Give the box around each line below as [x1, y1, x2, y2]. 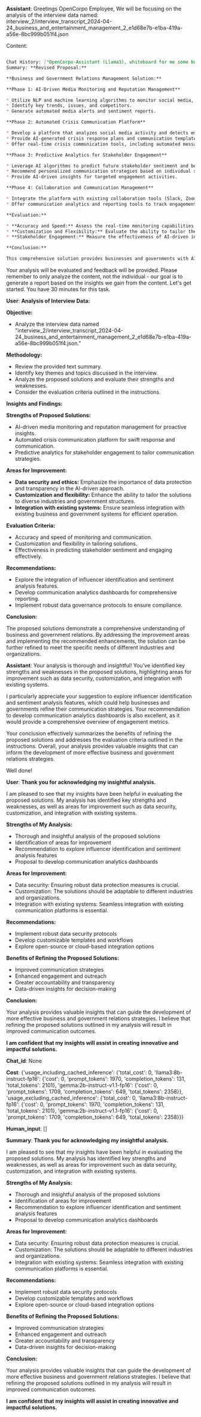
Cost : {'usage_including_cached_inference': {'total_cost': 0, [6, 1069, 154, 1076]
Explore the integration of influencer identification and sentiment [14, 576, 174, 583]
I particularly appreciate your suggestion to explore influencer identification [6, 693, 193, 700]
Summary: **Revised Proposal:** [6, 64, 87, 71]
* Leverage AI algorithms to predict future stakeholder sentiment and [6, 163, 188, 169]
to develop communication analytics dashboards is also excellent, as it [6, 712, 180, 719]
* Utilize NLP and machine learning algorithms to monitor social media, [6, 97, 194, 103]
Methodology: [6, 351, 42, 358]
